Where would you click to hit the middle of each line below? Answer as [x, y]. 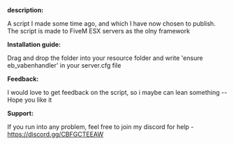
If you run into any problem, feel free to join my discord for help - [101, 127]
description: [25, 10]
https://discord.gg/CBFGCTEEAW [55, 134]
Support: [20, 113]
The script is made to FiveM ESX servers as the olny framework [99, 31]
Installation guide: [34, 44]
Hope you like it [30, 100]
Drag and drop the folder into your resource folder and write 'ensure [105, 58]
